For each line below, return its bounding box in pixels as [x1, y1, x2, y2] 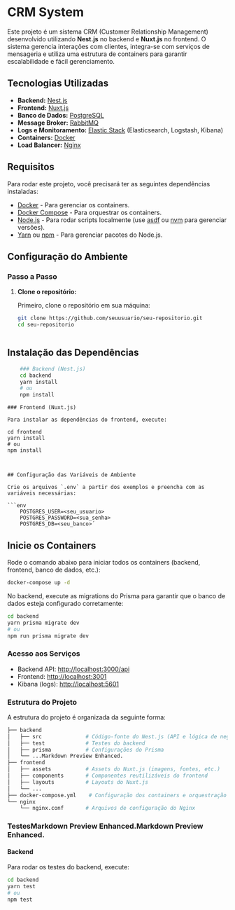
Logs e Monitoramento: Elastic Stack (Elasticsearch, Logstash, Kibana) [17, 125, 224, 134]
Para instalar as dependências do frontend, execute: [7, 416, 168, 424]
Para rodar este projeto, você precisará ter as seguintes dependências [7, 179, 211, 188]
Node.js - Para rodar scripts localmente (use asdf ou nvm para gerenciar [17, 215, 227, 224]
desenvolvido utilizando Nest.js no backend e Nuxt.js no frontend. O [7, 34, 206, 43]
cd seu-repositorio [17, 322, 75, 329]
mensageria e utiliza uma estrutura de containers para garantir [7, 50, 187, 58]
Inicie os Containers [7, 539, 97, 551]
